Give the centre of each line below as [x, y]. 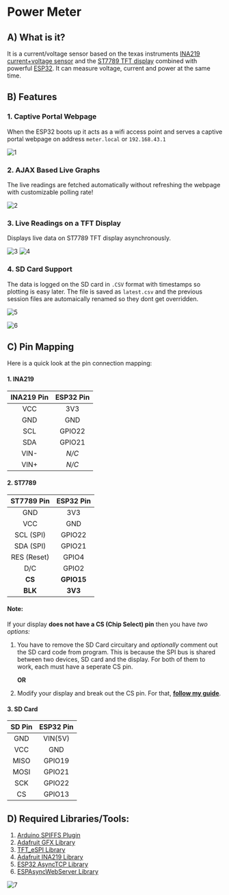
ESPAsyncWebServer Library [58, 872]
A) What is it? [36, 37]
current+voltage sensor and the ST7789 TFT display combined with [102, 61]
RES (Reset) [30, 557]
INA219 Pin [30, 397]
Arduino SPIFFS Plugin [49, 835]
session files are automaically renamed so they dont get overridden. [103, 298]
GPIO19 [56, 761]
